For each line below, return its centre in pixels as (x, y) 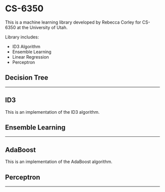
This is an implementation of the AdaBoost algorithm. (59, 162)
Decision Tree (27, 78)
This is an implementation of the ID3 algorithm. (52, 112)
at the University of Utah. (42, 27)
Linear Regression (30, 57)
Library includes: (22, 37)
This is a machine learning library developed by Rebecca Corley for (73, 22)
